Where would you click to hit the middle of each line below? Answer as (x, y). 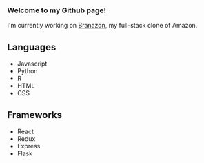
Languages (32, 47)
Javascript (32, 64)
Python (27, 71)
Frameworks (35, 115)
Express (29, 146)
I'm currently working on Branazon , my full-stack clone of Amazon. (102, 26)
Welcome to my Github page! (57, 10)
